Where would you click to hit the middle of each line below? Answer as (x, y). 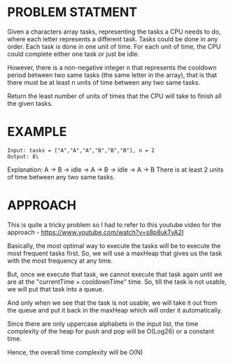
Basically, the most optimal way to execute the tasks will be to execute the (114, 245)
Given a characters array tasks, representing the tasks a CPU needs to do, (114, 32)
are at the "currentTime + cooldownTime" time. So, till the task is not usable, (117, 282)
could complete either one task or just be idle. (73, 54)
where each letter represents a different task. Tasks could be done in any (113, 39)
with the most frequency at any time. (60, 261)
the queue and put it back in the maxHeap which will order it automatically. (115, 310)
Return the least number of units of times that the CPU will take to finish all (114, 96)
